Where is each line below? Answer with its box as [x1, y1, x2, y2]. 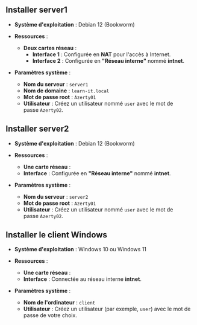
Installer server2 [5, 124, 69, 134]
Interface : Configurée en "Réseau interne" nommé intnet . [23, 169, 171, 177]
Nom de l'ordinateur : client [23, 299, 96, 306]
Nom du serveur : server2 [23, 193, 89, 200]
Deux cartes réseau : [23, 44, 77, 51]
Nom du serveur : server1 [23, 80, 89, 88]
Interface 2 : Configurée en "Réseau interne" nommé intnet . [32, 57, 185, 64]
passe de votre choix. [23, 312, 78, 319]
